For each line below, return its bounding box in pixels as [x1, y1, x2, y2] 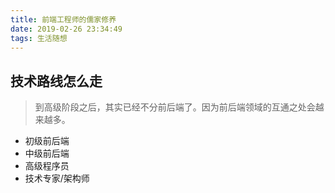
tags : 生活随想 [10, 33, 68, 43]
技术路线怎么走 [10, 72, 103, 90]
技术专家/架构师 [24, 172, 90, 185]
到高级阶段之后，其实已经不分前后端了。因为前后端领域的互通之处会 [34, 101, 316, 113]
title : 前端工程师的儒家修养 [10, 14, 117, 25]
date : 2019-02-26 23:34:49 [10, 24, 123, 34]
